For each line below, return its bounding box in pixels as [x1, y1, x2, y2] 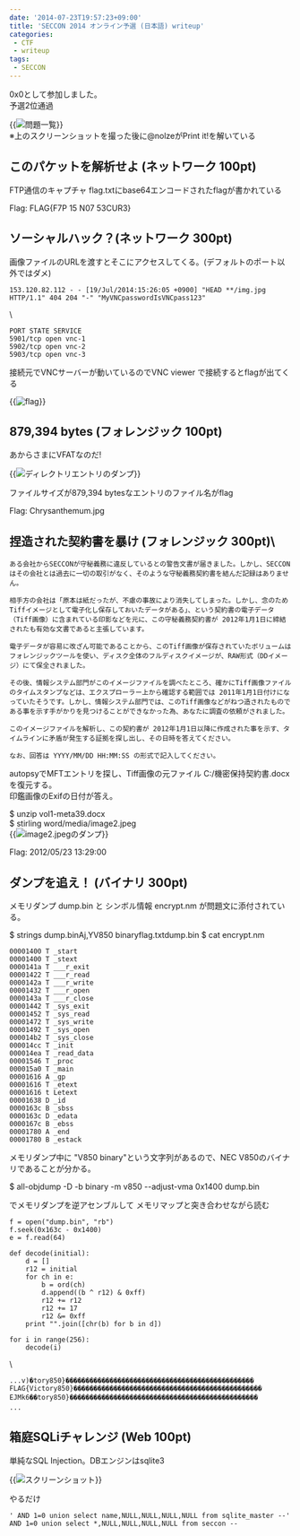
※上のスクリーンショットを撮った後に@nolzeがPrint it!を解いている [9, 130, 256, 141]
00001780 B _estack [9, 1135, 82, 1144]
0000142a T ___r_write [9, 978, 94, 987]
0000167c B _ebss [9, 1119, 74, 1128]
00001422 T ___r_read [9, 970, 90, 979]
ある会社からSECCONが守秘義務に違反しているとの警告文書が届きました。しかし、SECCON [9, 560, 291, 569]
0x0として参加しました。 [9, 89, 102, 100]
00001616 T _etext [9, 1080, 78, 1089]
